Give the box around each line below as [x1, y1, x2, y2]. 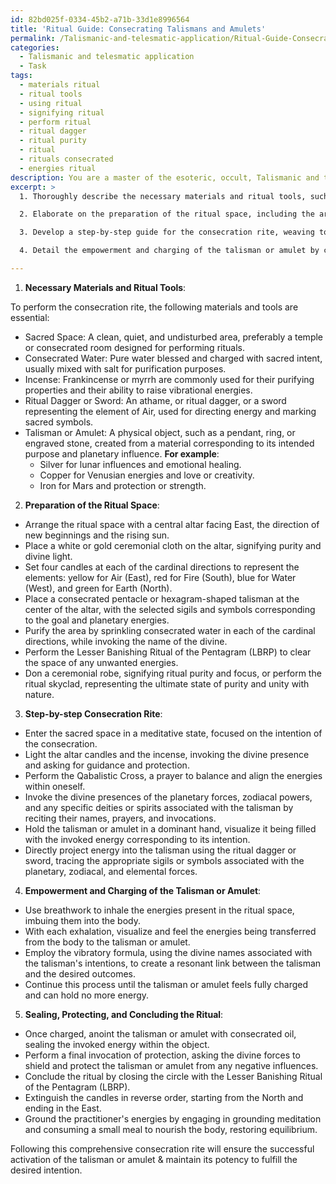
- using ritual [19, 98, 83, 108]
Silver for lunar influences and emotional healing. [39, 458, 242, 470]
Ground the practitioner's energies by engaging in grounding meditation [24, 1112, 322, 1125]
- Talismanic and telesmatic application [19, 52, 195, 62]
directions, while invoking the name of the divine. [24, 635, 228, 647]
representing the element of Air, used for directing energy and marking [24, 405, 317, 417]
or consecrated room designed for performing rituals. [24, 341, 245, 353]
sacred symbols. [24, 416, 94, 428]
